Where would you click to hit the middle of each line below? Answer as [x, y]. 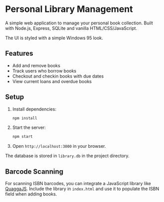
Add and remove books [36, 65]
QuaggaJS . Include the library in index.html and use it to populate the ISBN [82, 189]
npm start [23, 137]
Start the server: [29, 127]
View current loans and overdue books [52, 81]
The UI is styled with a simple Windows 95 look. [54, 38]
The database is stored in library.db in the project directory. [67, 156]
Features [19, 53]
